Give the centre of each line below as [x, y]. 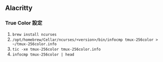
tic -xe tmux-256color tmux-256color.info [56, 49]
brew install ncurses [34, 34]
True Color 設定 [24, 23]
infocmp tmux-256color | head [43, 54]
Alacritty [19, 8]
